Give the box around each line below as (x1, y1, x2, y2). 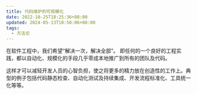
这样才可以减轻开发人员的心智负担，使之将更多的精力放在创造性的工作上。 (6, 67, 186, 74)
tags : (6, 25, 19, 31)
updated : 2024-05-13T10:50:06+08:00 (6, 19, 96, 25)
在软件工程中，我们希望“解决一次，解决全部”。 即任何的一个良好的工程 (6, 48, 177, 55)
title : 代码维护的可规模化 (6, 8, 64, 15)
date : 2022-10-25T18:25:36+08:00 (6, 14, 88, 20)
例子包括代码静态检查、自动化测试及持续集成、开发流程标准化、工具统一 (16, 75, 191, 82)
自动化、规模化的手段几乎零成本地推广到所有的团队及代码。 (26, 55, 171, 62)
